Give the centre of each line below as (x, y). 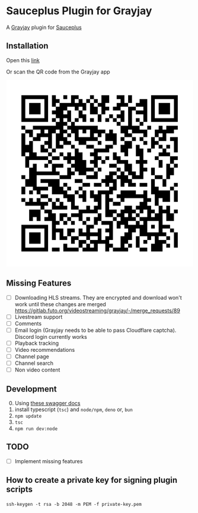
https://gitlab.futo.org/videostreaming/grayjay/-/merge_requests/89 (98, 310)
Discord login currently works (51, 336)
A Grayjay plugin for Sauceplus (44, 27)
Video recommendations (45, 350)
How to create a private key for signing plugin (92, 480)
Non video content (37, 370)
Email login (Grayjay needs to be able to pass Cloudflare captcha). (95, 330)
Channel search (34, 363)
